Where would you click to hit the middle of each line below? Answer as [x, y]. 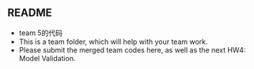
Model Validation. [47, 58]
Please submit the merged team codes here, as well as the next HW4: [132, 49]
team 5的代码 [40, 33]
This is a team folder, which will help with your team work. [113, 42]
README [30, 13]
